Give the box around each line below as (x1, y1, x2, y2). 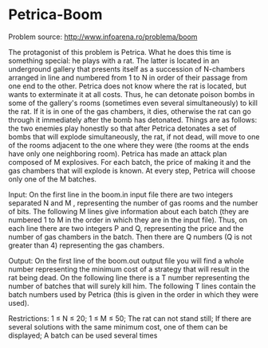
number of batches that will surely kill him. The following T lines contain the (8, 281, 257, 291)
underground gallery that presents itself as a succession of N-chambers (8, 64, 246, 73)
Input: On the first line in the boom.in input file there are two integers (8, 190, 234, 199)
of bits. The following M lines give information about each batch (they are (8, 206, 250, 216)
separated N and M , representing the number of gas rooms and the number (8, 197, 258, 208)
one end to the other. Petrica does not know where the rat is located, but (8, 81, 247, 91)
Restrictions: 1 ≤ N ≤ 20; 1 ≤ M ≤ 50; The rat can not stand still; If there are (8, 313, 252, 323)
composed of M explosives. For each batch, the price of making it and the (8, 157, 251, 166)
